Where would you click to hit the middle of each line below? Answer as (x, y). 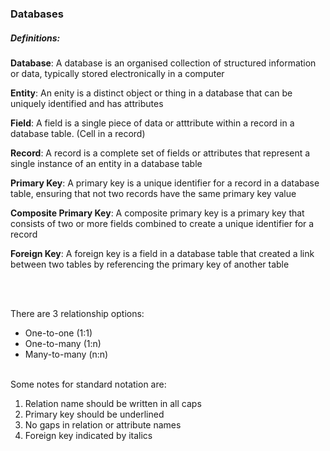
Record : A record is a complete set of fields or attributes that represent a (160, 153)
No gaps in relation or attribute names (103, 424)
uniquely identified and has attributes (87, 103)
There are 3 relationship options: (77, 313)
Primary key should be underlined (94, 414)
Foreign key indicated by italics (88, 435)
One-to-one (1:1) (58, 333)
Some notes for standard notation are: (88, 384)
